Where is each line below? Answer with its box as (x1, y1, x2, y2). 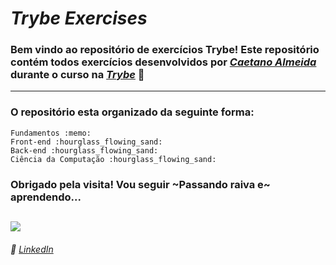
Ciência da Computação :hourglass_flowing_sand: (10, 154, 217, 164)
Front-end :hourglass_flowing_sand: (10, 137, 163, 147)
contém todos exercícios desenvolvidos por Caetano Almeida (10, 55, 317, 69)
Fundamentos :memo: (10, 128, 92, 138)
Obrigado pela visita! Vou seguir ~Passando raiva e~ (10, 177, 271, 191)
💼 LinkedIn (10, 243, 54, 255)
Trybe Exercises (10, 7, 148, 30)
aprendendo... (10, 190, 82, 204)
